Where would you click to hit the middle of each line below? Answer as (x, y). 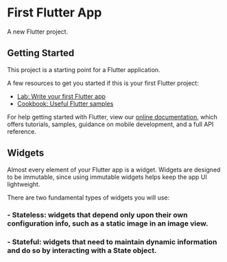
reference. (22, 131)
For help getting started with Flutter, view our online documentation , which (112, 117)
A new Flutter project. (38, 32)
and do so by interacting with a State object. (82, 250)
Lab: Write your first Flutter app (61, 96)
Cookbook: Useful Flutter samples (65, 104)
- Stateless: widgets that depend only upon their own (97, 215)
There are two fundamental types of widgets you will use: (88, 198)
